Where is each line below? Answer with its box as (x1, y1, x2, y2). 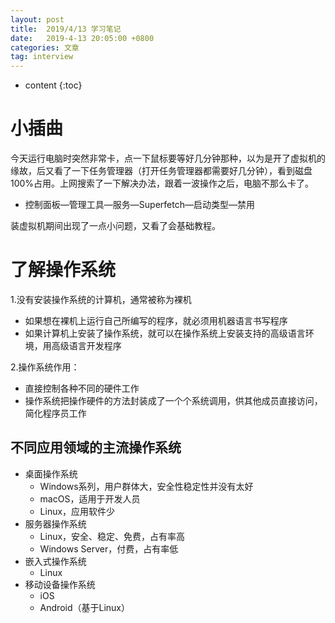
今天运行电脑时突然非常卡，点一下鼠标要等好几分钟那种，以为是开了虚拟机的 (10, 152, 326, 165)
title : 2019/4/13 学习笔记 (10, 24, 122, 34)
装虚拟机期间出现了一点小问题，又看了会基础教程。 (10, 220, 221, 232)
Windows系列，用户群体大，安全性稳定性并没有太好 (39, 480, 254, 492)
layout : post (10, 14, 65, 25)
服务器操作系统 (24, 517, 87, 530)
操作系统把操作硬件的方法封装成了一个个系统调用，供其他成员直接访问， (24, 395, 323, 406)
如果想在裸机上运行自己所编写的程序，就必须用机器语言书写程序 (24, 315, 288, 326)
